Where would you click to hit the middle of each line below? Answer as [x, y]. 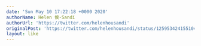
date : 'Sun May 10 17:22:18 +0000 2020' [57, 12]
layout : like [22, 34]
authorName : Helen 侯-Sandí [41, 17]
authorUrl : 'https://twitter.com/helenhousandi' [68, 23]
